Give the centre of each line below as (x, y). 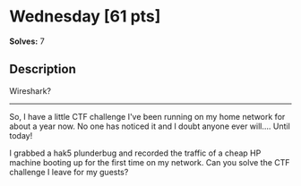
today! (21, 135)
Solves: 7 (27, 41)
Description (43, 69)
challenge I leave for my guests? (69, 172)
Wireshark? (30, 90)
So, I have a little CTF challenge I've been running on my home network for (147, 116)
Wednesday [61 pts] (85, 17)
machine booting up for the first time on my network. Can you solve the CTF (150, 162)
